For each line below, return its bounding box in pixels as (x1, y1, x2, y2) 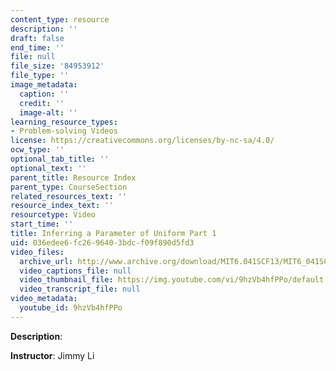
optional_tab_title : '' (10, 154, 110, 164)
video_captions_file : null (19, 266, 132, 276)
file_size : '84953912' (10, 61, 105, 71)
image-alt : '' (19, 107, 78, 118)
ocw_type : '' (10, 145, 65, 155)
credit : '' (19, 98, 65, 108)
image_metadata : (10, 80, 78, 90)
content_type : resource (10, 14, 110, 25)
